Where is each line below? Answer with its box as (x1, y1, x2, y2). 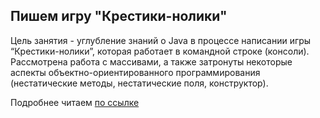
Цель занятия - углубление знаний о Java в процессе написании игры (10, 34, 312, 46)
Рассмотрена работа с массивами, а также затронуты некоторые (10, 55, 293, 68)
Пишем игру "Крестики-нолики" (10, 8, 228, 25)
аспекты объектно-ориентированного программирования (10, 66, 261, 78)
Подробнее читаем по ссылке (10, 96, 140, 108)
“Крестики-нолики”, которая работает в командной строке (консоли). (10, 45, 310, 57)
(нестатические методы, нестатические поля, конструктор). (10, 77, 269, 89)
